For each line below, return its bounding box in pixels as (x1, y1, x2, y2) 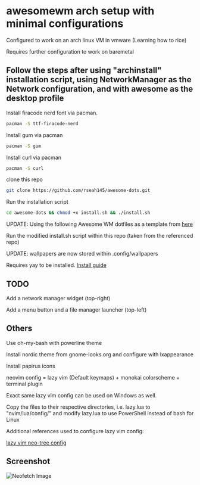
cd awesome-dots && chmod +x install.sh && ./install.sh (6, 210, 151, 216)
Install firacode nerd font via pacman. (6, 109, 98, 116)
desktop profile (6, 94, 64, 104)
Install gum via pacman (6, 131, 63, 138)
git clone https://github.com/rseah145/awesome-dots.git (6, 188, 151, 194)
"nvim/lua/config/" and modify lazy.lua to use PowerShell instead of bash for (6, 409, 194, 416)
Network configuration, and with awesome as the (6, 84, 193, 94)
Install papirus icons (6, 362, 55, 369)
